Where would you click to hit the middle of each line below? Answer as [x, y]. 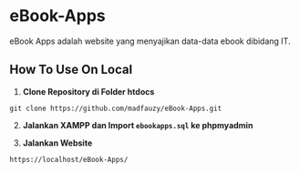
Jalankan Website [57, 143]
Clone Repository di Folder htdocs [88, 91]
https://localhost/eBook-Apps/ [69, 159]
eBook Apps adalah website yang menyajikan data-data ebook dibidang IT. [150, 41]
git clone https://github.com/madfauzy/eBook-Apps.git [116, 108]
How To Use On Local [71, 70]
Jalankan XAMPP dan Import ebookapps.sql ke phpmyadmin [138, 125]
